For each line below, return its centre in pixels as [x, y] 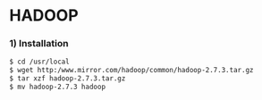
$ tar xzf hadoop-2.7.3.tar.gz [68, 79]
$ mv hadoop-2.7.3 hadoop [57, 87]
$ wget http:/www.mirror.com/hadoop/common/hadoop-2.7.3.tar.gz [131, 71]
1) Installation [39, 44]
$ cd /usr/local [39, 62]
